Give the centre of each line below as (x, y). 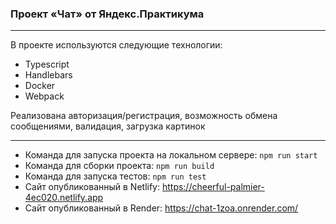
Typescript (47, 64)
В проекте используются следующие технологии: (116, 45)
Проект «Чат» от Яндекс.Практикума (107, 14)
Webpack (44, 96)
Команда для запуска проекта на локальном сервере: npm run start (171, 155)
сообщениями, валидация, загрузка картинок (108, 126)
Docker (40, 86)
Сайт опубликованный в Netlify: (92, 187)
